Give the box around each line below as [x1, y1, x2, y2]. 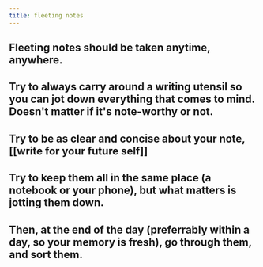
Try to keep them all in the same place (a [9, 171, 212, 185]
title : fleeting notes [9, 11, 84, 20]
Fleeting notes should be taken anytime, [9, 41, 211, 55]
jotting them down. [9, 196, 104, 210]
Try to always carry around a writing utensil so [9, 80, 242, 93]
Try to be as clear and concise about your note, [9, 132, 246, 145]
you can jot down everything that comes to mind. [9, 93, 255, 106]
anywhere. [9, 53, 63, 67]
